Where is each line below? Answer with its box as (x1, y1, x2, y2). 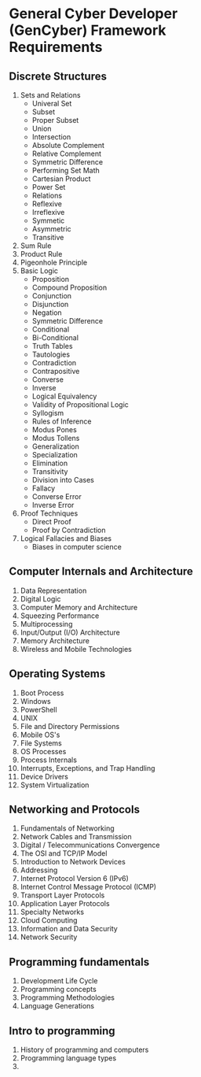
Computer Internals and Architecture (9, 564, 193, 579)
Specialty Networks (20, 907, 85, 917)
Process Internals (20, 755, 78, 764)
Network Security (20, 932, 78, 942)
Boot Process (20, 688, 64, 698)
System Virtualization (20, 780, 90, 790)
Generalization (31, 442, 79, 451)
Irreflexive (31, 208, 65, 217)
